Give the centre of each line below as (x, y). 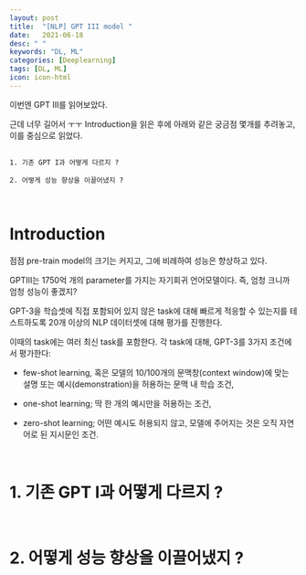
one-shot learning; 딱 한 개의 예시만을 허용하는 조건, (117, 403)
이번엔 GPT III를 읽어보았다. (58, 104)
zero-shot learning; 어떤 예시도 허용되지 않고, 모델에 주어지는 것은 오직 (150, 422)
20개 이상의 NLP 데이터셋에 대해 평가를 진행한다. (136, 322)
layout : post (34, 18)
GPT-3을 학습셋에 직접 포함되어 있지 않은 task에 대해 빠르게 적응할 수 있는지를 (148, 311)
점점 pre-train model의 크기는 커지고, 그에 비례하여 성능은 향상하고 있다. (138, 261)
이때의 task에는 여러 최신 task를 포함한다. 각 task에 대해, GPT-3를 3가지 (138, 341)
